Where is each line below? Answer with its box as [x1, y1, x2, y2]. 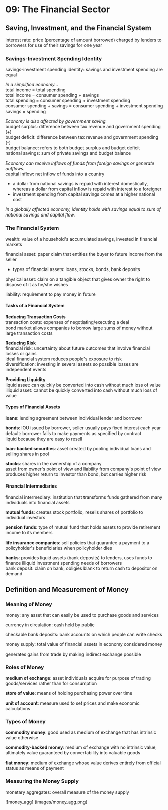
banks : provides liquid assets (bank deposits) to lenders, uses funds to [5, 555, 152, 561]
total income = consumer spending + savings [5, 92, 99, 98]
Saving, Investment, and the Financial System [5, 24, 152, 32]
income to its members [5, 530, 53, 536]
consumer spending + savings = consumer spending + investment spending [5, 103, 163, 109]
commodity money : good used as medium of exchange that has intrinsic [5, 729, 157, 735]
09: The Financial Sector [5, 4, 110, 15]
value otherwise [5, 735, 39, 741]
